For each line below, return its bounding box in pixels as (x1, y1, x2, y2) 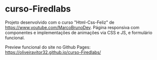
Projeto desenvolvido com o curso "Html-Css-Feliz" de (5, 19, 114, 25)
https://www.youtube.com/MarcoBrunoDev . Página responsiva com (5, 24, 140, 30)
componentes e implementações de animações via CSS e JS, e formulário (5, 30, 153, 35)
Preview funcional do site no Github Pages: (5, 44, 91, 50)
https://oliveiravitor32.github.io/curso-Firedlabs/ (5, 49, 101, 55)
